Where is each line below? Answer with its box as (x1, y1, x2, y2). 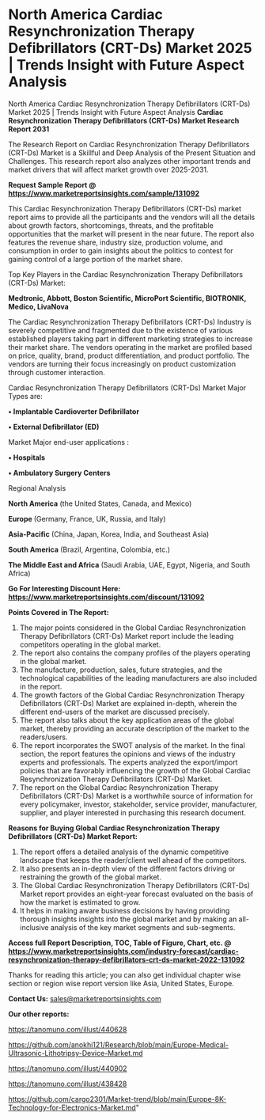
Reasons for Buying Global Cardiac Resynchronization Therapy (8, 823, 220, 833)
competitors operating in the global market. (19, 640, 161, 649)
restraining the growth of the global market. (19, 872, 162, 882)
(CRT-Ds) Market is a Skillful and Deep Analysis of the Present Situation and (8, 148, 256, 158)
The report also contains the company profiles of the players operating (19, 647, 251, 658)
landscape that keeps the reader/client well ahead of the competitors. (19, 855, 247, 864)
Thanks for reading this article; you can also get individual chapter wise (8, 970, 241, 979)
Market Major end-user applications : (8, 437, 129, 446)
